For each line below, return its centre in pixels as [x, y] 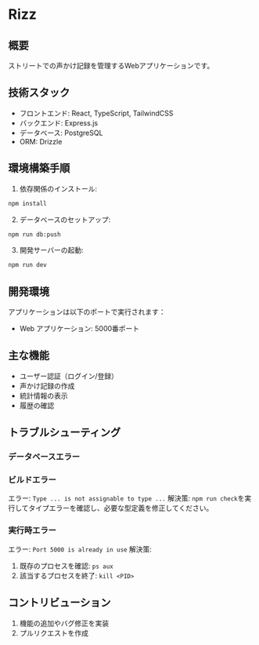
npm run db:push [34, 234]
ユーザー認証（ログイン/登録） [69, 376]
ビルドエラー [32, 480]
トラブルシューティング [65, 433]
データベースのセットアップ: [65, 219]
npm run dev [27, 265]
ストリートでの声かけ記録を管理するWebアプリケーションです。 [111, 66]
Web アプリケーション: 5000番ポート [79, 329]
